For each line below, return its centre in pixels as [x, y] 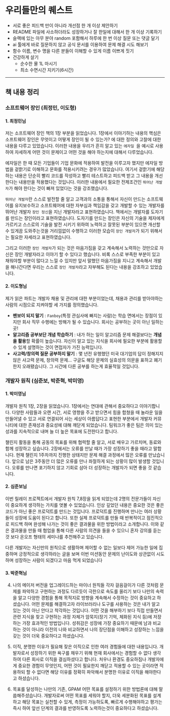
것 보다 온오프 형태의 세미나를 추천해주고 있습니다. [55, 537]
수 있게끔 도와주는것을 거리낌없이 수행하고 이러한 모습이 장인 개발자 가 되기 [77, 231]
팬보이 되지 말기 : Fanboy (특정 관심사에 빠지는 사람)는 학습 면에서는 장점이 [85, 315]
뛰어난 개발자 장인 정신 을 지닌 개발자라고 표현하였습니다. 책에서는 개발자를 [78, 212]
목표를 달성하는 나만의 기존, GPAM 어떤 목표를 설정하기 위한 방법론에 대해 [85, 689]
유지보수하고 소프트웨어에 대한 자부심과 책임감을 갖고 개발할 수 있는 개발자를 [90, 206]
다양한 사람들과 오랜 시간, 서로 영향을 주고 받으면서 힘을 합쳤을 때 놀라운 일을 [87, 412]
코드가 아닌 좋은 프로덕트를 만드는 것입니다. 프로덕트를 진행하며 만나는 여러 [79, 511]
